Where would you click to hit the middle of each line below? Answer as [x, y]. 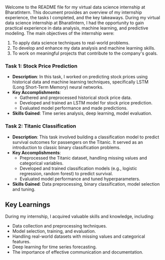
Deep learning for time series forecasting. [54, 247]
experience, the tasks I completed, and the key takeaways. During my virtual [82, 17]
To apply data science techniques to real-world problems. [71, 43]
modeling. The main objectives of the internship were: [60, 33]
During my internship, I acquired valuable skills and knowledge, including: [80, 217]
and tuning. [24, 189]
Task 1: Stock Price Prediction [41, 66]
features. [21, 242]
